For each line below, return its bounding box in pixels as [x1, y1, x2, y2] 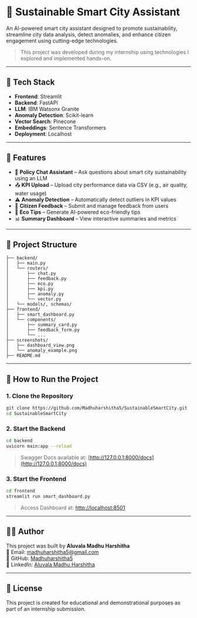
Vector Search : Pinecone [14, 117, 76, 125]
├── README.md [6, 353, 41, 359]
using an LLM [14, 174, 48, 181]
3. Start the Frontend [6, 475, 66, 483]
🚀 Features [6, 153, 46, 163]
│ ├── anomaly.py [6, 291, 64, 297]
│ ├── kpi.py [6, 286, 54, 292]
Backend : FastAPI [14, 99, 59, 106]
